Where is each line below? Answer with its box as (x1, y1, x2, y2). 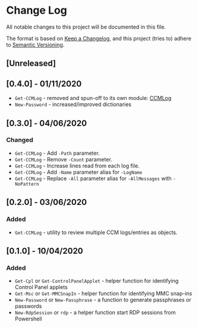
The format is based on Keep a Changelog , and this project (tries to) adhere (6, 35, 191, 42)
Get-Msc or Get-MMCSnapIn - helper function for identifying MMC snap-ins (14, 290, 192, 297)
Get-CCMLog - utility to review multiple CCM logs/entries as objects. (14, 229, 178, 236)
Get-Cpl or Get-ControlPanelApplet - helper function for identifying (14, 278, 179, 285)
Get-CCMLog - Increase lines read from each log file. (14, 162, 140, 169)
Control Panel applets (14, 284, 68, 291)
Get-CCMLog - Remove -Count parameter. (14, 155, 112, 163)
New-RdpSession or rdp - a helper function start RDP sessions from (14, 309, 176, 316)
